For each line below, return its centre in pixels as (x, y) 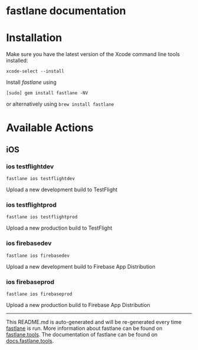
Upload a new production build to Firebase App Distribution (78, 305)
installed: (17, 61)
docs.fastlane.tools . (30, 341)
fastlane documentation (66, 11)
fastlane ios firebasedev (38, 256)
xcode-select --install (35, 71)
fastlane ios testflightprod (42, 217)
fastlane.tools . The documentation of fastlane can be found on (82, 334)
